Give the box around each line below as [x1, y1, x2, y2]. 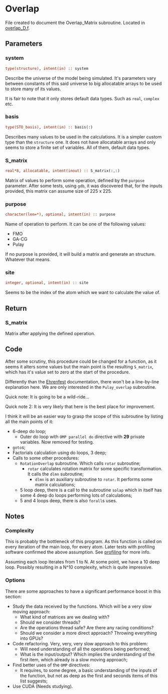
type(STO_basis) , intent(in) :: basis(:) [5, 124, 93, 129]
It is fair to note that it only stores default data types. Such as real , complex [5, 95, 159, 101]
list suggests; [20, 678, 48, 684]
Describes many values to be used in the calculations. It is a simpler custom [5, 133, 162, 140]
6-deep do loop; [12, 428, 47, 434]
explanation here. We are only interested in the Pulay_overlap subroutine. [5, 384, 156, 390]
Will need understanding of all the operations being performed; [20, 646, 150, 652]
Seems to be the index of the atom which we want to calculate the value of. [5, 290, 160, 296]
